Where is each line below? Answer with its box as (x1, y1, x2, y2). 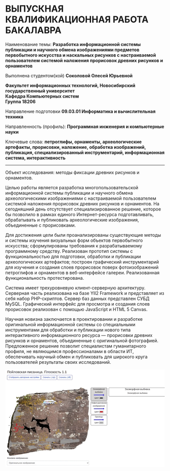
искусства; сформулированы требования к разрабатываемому (5, 242, 143, 248)
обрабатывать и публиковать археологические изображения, (5, 217, 139, 223)
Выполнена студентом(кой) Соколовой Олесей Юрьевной (5, 72, 133, 78)
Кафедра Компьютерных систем (5, 93, 79, 99)
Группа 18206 (5, 98, 36, 104)
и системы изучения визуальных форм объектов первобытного (5, 237, 143, 243)
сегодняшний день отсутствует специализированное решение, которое (5, 206, 161, 212)
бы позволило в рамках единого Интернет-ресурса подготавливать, (5, 211, 154, 218)
